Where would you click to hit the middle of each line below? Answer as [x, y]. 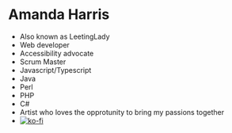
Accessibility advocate [57, 53]
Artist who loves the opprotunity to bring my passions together [122, 112]
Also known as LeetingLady [65, 36]
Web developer [44, 44]
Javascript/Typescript [55, 70]
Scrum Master [43, 62]
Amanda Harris [59, 15]
